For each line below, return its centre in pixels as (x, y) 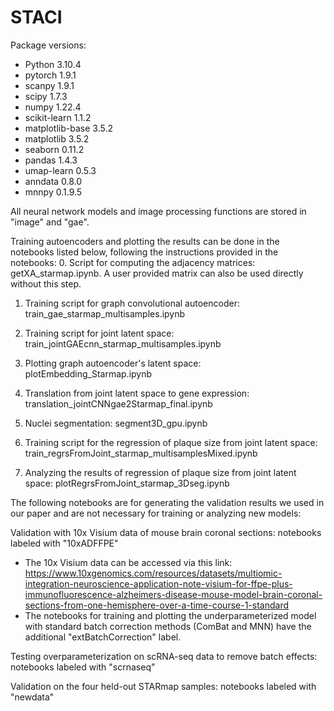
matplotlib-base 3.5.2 (68, 128)
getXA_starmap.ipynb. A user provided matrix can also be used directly (157, 273)
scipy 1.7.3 (46, 96)
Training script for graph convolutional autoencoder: (132, 303)
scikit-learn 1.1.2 (58, 117)
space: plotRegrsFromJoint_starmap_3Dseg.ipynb (127, 483)
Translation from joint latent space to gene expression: (137, 393)
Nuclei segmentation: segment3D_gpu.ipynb (116, 423)
